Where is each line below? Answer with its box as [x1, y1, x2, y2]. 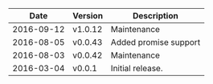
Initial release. [110, 63, 163, 74]
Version [72, 10, 103, 21]
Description [132, 10, 178, 21]
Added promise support [110, 37, 201, 47]
